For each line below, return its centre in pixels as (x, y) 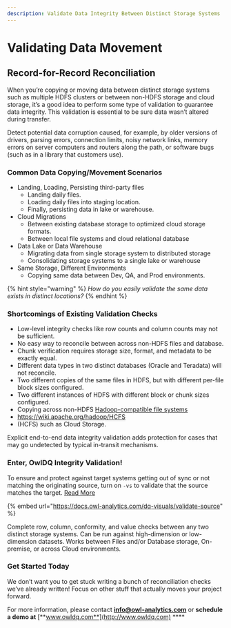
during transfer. (29, 119)
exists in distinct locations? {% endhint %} (67, 296)
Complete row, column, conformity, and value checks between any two (108, 527)
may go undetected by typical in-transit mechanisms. (83, 445)
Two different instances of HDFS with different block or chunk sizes (113, 395)
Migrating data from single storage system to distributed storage (119, 253)
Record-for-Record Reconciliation (81, 73)
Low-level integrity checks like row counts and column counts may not (118, 329)
